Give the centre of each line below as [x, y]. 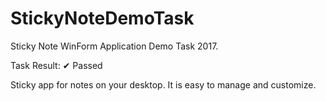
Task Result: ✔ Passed [56, 65]
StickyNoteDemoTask [102, 18]
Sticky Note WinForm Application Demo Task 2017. [114, 46]
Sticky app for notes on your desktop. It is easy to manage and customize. [163, 84]
